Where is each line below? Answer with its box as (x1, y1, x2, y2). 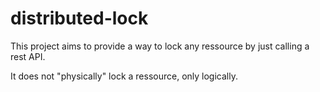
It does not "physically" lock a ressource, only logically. (10, 70, 238, 82)
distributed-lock (10, 7, 149, 30)
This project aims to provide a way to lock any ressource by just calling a (10, 40, 310, 52)
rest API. (10, 50, 46, 62)
